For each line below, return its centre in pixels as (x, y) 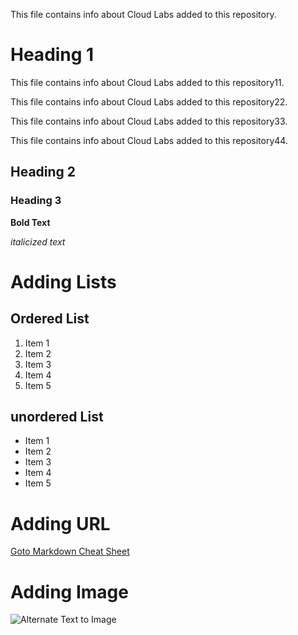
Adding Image (69, 591)
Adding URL (60, 523)
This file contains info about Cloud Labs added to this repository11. (147, 82)
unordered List (57, 417)
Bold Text (30, 222)
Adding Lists (63, 281)
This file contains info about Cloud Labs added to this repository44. (149, 140)
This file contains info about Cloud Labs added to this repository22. (149, 101)
